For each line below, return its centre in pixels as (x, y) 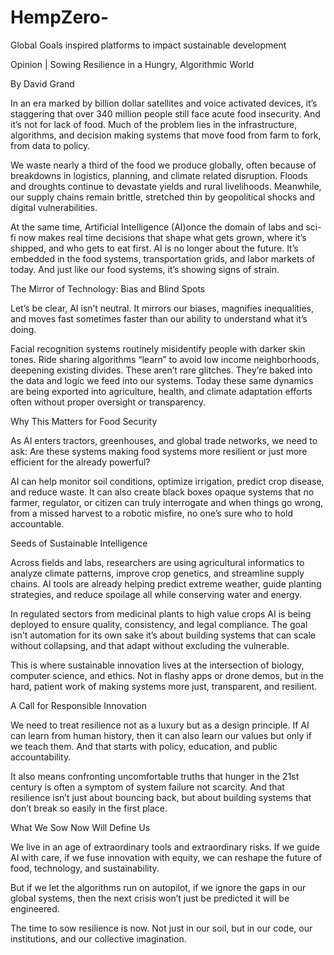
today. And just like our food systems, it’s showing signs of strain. (145, 269)
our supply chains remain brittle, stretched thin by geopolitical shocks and (163, 197)
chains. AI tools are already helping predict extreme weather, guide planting (166, 583)
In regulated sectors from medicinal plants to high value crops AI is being (161, 613)
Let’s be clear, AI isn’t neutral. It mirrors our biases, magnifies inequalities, (162, 308)
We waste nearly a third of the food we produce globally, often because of (163, 165)
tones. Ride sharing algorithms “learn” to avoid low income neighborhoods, (165, 359)
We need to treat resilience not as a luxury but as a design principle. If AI (160, 725)
